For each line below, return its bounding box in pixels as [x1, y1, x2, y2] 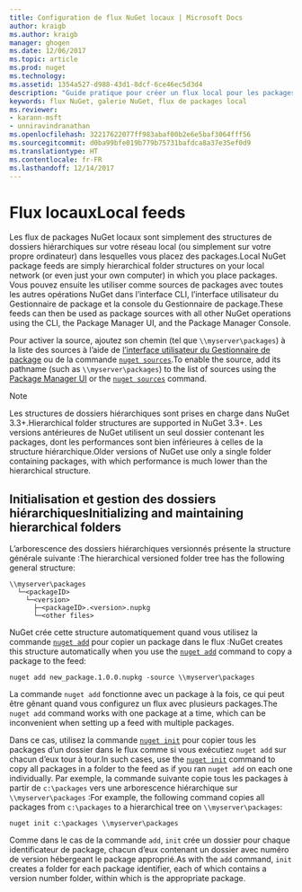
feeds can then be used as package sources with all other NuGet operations [9, 308, 292, 319]
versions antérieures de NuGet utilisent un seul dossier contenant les [9, 428, 265, 438]
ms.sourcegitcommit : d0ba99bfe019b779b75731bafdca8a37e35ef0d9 [9, 138, 252, 147]
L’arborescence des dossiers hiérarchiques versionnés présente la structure [9, 543, 291, 554]
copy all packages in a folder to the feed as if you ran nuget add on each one [9, 764, 293, 774]
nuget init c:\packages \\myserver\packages [9, 819, 179, 828]
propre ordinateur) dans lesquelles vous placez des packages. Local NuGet [9, 251, 286, 261]
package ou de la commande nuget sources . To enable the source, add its [9, 354, 281, 365]
